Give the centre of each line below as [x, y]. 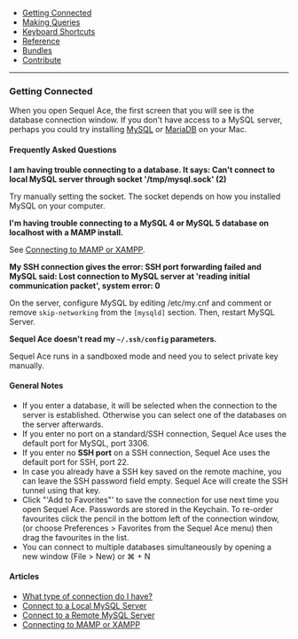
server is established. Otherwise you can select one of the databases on [154, 414]
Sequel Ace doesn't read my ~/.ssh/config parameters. [113, 339]
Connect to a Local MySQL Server [84, 605]
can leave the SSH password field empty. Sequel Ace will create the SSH [155, 481]
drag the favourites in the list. [75, 537]
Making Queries [51, 22]
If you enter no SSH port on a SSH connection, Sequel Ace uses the [146, 453]
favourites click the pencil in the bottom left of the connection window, [150, 518]
